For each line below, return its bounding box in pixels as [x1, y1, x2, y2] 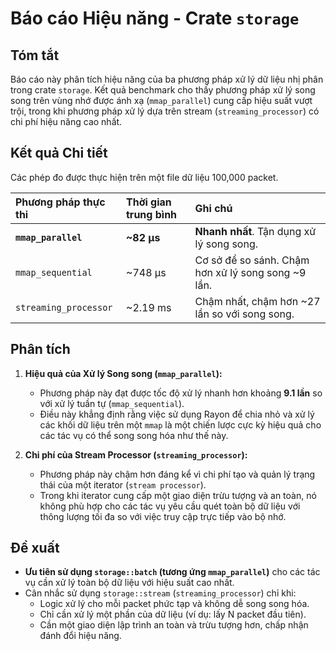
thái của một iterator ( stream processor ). [39, 478, 207, 491]
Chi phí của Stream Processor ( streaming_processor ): [24, 448, 248, 461]
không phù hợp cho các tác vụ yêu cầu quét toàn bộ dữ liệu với [39, 500, 301, 512]
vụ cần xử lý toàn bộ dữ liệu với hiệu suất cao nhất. [24, 577, 235, 589]
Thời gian [126, 195, 172, 209]
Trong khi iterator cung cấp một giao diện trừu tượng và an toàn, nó [39, 489, 317, 501]
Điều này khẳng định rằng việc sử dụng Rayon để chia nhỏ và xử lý [39, 408, 315, 420]
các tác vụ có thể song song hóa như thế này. [39, 429, 229, 441]
